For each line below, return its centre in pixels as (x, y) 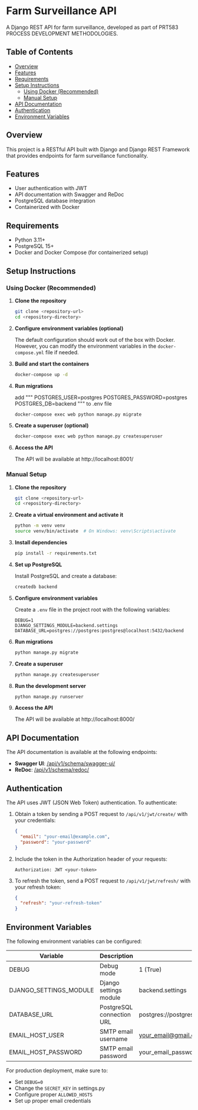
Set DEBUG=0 (29, 1082)
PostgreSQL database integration (55, 201)
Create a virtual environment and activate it (69, 515)
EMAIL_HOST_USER (37, 1035)
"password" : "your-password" (56, 842)
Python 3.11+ (30, 240)
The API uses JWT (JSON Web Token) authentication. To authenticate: (92, 803)
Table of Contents (40, 52)
